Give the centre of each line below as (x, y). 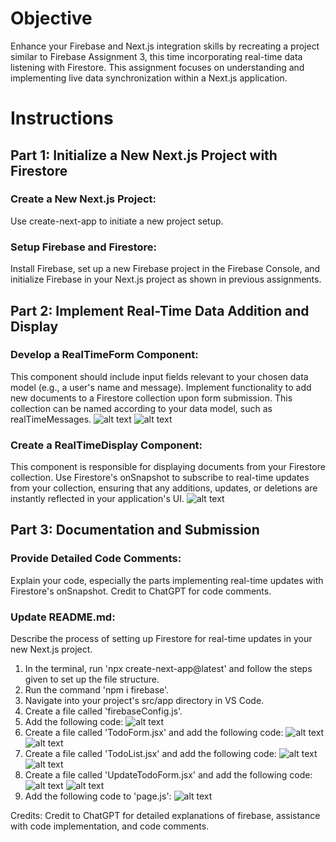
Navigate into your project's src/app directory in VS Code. (144, 701)
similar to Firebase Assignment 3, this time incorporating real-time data (156, 56)
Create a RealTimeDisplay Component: (106, 445)
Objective (51, 18)
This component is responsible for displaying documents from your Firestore (168, 467)
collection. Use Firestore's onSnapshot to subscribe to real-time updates (160, 478)
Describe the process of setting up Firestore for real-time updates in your (161, 639)
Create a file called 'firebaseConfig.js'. (103, 711)
